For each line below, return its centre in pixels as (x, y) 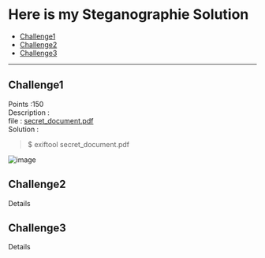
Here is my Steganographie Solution (129, 15)
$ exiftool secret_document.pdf (78, 144)
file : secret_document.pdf (51, 120)
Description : (29, 112)
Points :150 (26, 104)
